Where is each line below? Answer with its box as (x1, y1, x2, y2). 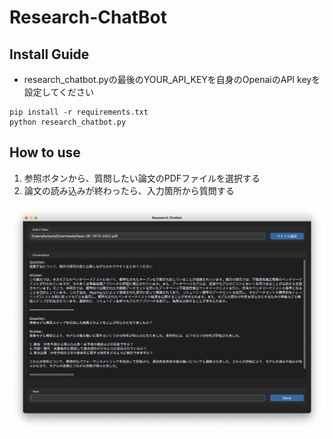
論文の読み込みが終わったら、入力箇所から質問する (23, 184, 235, 196)
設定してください (23, 86, 94, 98)
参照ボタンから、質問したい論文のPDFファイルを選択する (23, 172, 261, 184)
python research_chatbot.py (9, 117, 127, 127)
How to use (9, 144, 81, 161)
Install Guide (9, 46, 90, 63)
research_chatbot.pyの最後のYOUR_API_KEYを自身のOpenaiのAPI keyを (23, 74, 321, 85)
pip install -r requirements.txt (9, 107, 149, 117)
